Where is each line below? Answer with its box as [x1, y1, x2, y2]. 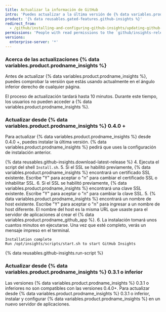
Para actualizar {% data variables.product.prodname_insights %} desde [5, 134, 151, 140]
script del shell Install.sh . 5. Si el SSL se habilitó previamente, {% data [5, 164, 151, 170]
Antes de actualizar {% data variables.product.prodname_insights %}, [5, 73, 147, 79]
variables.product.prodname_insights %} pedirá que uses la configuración [5, 144, 157, 150]
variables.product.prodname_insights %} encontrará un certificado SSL [5, 169, 151, 176]
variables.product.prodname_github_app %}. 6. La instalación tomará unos [5, 217, 157, 223]
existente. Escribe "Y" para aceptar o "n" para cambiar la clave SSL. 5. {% [5, 191, 156, 197]
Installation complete [5, 237, 52, 242]
